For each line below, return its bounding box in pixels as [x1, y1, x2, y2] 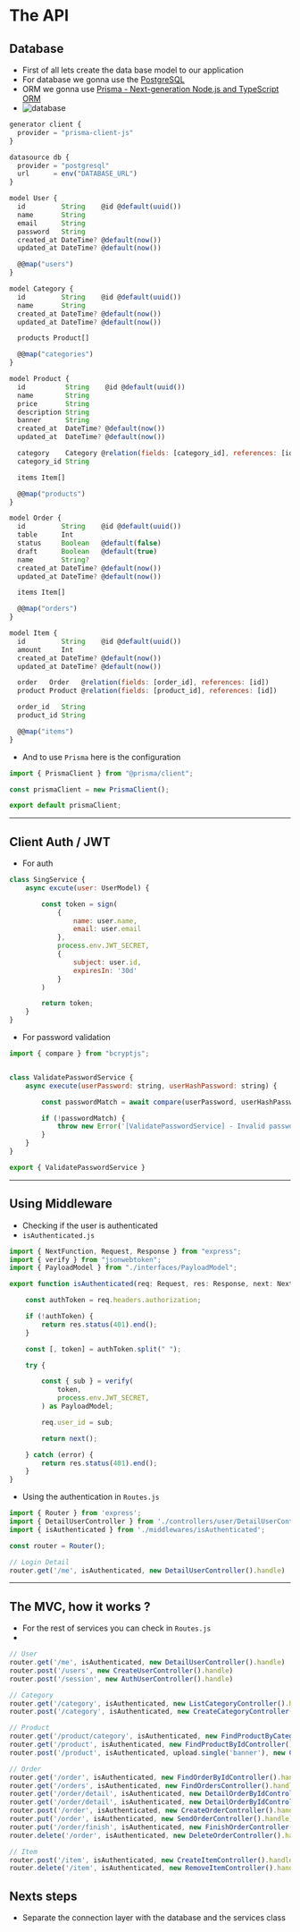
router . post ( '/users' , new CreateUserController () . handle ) [9, 1665, 234, 1675]
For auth [21, 858, 54, 869]
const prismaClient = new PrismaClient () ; [9, 784, 170, 794]
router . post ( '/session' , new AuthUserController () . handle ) [9, 1674, 234, 1683]
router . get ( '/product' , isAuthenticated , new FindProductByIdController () [9, 1741, 294, 1750]
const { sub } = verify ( [41, 1377, 134, 1386]
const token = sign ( [41, 900, 118, 909]
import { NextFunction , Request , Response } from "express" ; [9, 1247, 242, 1256]
